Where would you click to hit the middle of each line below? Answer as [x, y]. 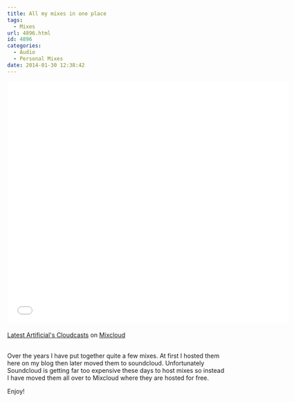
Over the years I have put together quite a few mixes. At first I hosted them [113, 356]
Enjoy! [16, 391]
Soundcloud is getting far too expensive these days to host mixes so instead [116, 370]
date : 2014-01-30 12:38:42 [46, 65]
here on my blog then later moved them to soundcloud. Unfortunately [106, 363]
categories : [24, 46]
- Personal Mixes [38, 59]
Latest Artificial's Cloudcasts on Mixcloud [66, 335]
